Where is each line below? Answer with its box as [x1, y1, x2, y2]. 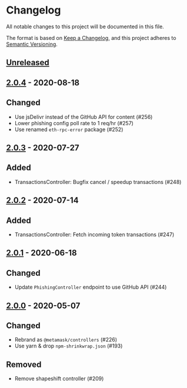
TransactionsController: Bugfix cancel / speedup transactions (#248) [14, 178, 182, 185]
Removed [6, 359, 42, 369]
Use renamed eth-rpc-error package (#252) [14, 126, 123, 133]
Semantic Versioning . [6, 41, 58, 48]
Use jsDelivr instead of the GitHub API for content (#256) [14, 113, 153, 121]
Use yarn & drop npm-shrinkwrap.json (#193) [14, 342, 123, 350]
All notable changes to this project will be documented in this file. [6, 23, 165, 30]
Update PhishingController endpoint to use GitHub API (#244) [14, 283, 167, 291]
